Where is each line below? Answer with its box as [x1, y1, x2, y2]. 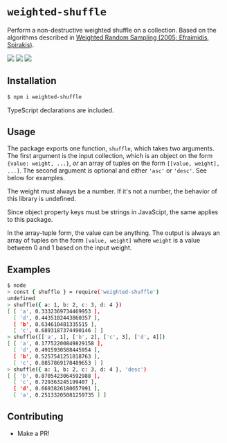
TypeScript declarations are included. [7, 106, 114, 114]
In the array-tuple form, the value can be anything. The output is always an [7, 229, 220, 237]
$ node [7, 282, 26, 289]
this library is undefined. [7, 195, 76, 203]
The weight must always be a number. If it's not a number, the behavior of [7, 187, 218, 196]
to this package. [7, 216, 53, 224]
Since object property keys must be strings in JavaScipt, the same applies [7, 208, 219, 216]
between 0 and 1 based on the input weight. [7, 243, 132, 252]
